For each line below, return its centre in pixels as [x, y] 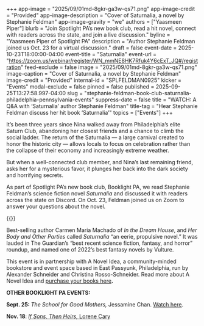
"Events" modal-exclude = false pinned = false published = [80, 87]
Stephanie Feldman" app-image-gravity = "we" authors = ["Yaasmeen [94, 22]
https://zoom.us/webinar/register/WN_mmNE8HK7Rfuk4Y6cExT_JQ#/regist [104, 61]
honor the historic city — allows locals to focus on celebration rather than [98, 144]
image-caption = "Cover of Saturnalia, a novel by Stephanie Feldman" [94, 74]
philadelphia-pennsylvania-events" [50, 100]
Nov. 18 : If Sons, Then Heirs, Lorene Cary [58, 316]
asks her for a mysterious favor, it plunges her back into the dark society [97, 168]
